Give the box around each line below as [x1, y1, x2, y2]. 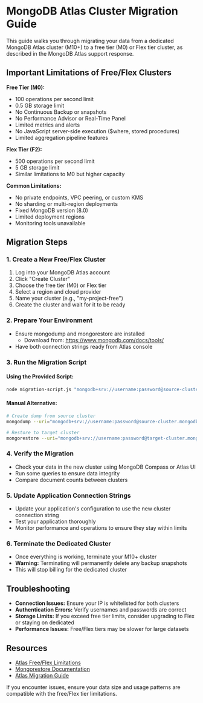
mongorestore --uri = [6, 435, 59, 441]
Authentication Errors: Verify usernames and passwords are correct [14, 606, 187, 613]
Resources [6, 643, 48, 653]
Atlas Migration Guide [14, 672, 69, 679]
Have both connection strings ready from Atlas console [14, 343, 153, 350]
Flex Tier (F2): [6, 145, 42, 153]
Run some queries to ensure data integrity [14, 469, 120, 477]
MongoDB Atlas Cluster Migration [6, 4, 178, 18]
